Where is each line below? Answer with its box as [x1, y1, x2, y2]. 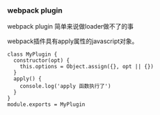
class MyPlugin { [7, 51, 58, 58]
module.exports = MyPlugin [7, 101, 86, 108]
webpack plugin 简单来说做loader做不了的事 [7, 22, 134, 31]
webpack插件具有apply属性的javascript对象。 [7, 37, 138, 45]
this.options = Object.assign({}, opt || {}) [19, 63, 154, 70]
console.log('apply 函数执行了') [19, 83, 111, 90]
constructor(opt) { [13, 57, 70, 64]
